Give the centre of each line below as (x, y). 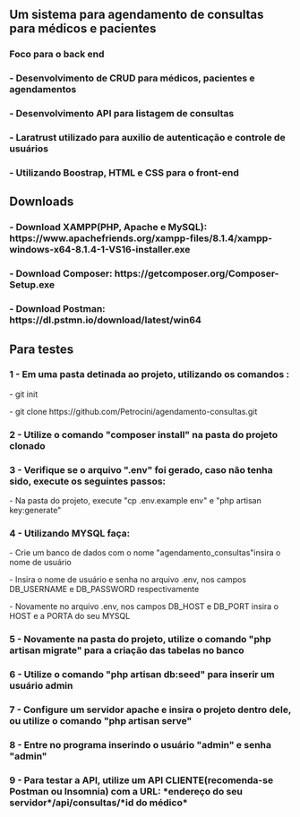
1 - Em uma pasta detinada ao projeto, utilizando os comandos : (149, 374)
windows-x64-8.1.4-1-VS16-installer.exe (100, 250)
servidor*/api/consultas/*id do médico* (99, 803)
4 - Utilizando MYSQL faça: (70, 533)
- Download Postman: (57, 309)
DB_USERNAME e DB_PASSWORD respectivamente (104, 589)
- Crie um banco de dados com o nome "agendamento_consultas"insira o (145, 553)
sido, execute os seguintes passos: (88, 481)
